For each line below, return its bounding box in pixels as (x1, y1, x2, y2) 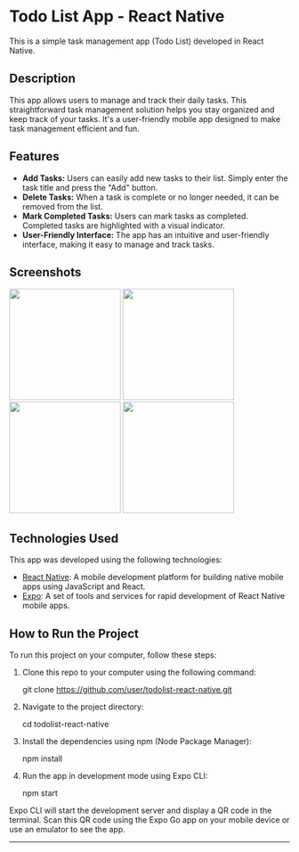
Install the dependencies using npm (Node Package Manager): (21, 736, 252, 746)
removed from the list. (21, 201, 104, 211)
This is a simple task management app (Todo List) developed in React (9, 36, 264, 46)
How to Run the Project (9, 626, 140, 641)
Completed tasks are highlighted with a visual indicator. (21, 220, 225, 231)
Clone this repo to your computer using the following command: (21, 667, 256, 677)
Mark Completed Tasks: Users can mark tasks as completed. (21, 210, 249, 221)
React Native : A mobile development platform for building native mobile (21, 572, 284, 583)
